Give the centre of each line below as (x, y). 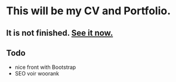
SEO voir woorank (37, 74)
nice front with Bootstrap (45, 67)
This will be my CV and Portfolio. (89, 11)
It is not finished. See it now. (60, 33)
